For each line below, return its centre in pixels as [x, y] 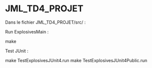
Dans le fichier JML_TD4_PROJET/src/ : [45, 22]
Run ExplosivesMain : [27, 32]
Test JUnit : [17, 51]
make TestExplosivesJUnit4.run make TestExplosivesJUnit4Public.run [76, 60]
